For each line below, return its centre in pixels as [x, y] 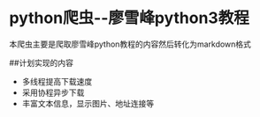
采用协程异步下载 [53, 92]
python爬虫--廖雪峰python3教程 [129, 18]
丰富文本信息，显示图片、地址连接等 [88, 103]
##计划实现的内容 [41, 62]
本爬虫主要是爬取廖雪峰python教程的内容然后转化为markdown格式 [130, 44]
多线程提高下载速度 [57, 81]
